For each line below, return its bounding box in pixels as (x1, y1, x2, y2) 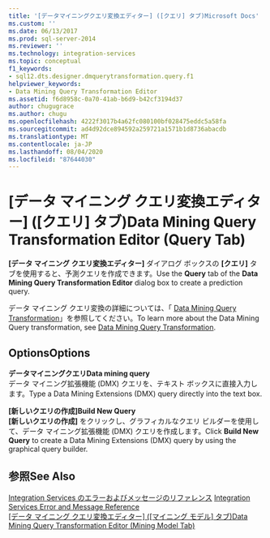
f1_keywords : (8, 65, 53, 73)
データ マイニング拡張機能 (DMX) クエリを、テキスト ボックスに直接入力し (8, 379, 258, 388)
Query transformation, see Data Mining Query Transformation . (8, 322, 216, 333)
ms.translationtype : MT (8, 132, 89, 140)
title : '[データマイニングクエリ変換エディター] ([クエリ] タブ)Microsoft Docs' (8, 11, 259, 20)
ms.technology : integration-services (8, 49, 136, 58)
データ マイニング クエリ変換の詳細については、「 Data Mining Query (8, 303, 237, 313)
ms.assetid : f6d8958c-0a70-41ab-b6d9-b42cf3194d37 (8, 95, 183, 103)
